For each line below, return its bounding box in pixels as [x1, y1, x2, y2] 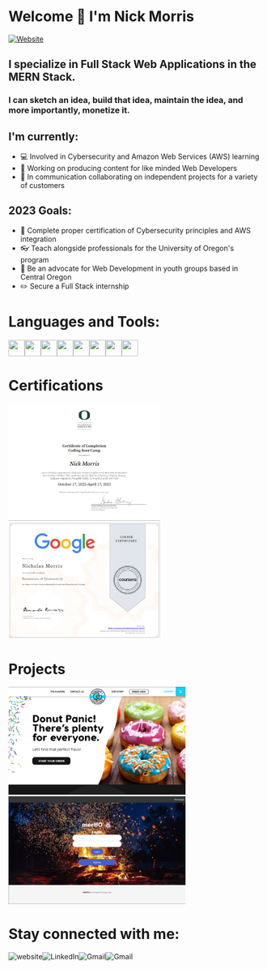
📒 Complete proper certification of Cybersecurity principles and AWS [19, 225, 251, 235]
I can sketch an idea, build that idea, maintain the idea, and [8, 95, 244, 106]
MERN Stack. [8, 70, 76, 84]
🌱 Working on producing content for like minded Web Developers [19, 164, 237, 173]
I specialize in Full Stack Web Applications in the [8, 58, 257, 71]
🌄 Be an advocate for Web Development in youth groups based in [19, 263, 239, 273]
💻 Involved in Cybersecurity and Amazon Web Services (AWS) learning [19, 152, 260, 161]
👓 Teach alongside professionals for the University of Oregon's [19, 243, 235, 253]
